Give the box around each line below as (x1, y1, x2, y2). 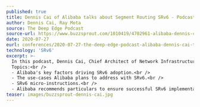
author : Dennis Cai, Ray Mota (6, 20, 82, 26)
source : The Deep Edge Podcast (6, 25, 84, 32)
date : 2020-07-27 (6, 36, 49, 42)
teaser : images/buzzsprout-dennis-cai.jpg (6, 92, 113, 97)
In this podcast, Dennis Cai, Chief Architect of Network (11, 58, 159, 64)
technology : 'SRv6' (6, 48, 55, 53)
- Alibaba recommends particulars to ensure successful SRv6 (11, 86, 167, 92)
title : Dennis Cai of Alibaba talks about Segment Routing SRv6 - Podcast (6, 14, 196, 20)
